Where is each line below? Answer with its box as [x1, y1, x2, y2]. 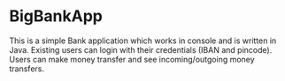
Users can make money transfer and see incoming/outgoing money [9, 54, 255, 64]
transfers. [9, 63, 44, 74]
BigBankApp [9, 6, 104, 26]
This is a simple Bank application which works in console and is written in [9, 35, 277, 46]
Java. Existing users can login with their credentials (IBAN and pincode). [9, 44, 273, 55]
